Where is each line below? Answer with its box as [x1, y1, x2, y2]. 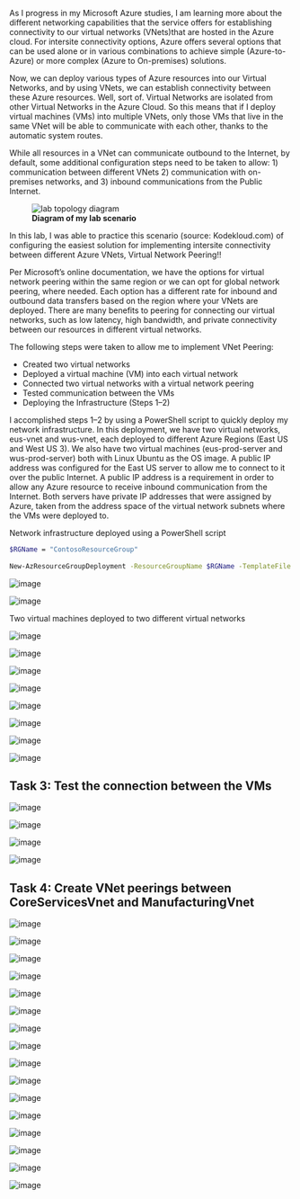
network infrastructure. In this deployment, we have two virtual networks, [9, 425, 281, 434]
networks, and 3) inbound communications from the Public [45, 176, 263, 187]
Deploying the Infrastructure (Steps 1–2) [22, 398, 171, 407]
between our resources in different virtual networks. [9, 324, 202, 335]
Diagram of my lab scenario [31, 213, 137, 223]
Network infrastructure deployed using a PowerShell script [9, 528, 226, 538]
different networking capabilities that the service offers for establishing [9, 17, 272, 28]
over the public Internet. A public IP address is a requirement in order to [9, 472, 274, 482]
